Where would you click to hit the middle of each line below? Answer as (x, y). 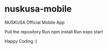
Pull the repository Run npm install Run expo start (54, 32)
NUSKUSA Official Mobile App (35, 22)
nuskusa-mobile (38, 9)
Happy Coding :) (21, 41)
